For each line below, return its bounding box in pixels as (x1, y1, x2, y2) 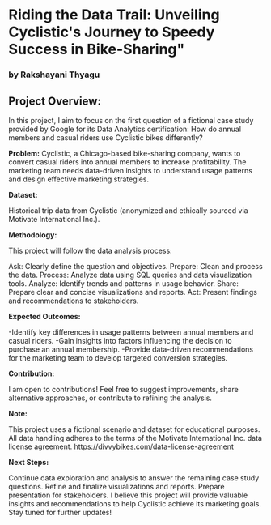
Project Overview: (8, 94, 101, 108)
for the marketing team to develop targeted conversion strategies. (8, 352, 228, 362)
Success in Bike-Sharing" (8, 41, 185, 58)
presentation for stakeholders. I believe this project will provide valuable (8, 490, 248, 500)
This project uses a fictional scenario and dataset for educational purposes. (8, 424, 260, 434)
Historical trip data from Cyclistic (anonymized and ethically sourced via (8, 205, 248, 216)
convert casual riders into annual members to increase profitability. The (8, 156, 247, 167)
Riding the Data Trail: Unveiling (8, 6, 220, 24)
